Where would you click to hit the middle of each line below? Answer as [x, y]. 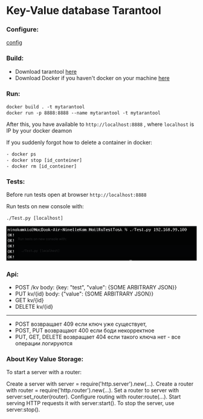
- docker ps [21, 154]
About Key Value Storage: [45, 359]
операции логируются [44, 343]
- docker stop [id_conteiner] [44, 160]
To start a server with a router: [44, 372]
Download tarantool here [46, 71]
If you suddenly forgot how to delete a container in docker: [79, 142]
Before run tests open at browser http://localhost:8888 [76, 195]
